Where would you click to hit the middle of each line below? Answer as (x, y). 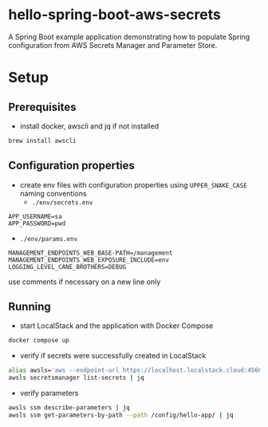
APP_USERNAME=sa (35, 216)
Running (30, 307)
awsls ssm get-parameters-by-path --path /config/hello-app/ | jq (121, 415)
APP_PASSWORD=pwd (37, 223)
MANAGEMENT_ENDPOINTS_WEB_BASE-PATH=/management (91, 253)
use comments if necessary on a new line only (85, 282)
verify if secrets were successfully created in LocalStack (113, 356)
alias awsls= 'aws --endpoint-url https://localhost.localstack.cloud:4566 (135, 370)
